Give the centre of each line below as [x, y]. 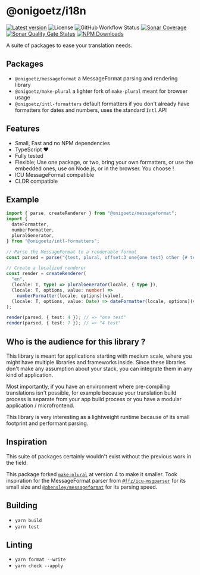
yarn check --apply [39, 566]
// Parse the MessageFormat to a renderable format [71, 252]
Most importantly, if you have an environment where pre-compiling [88, 386]
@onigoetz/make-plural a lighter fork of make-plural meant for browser [101, 91]
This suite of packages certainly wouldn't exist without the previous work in [99, 456]
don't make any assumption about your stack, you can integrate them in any [99, 368]
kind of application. [30, 375]
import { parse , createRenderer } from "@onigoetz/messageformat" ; [92, 213]
